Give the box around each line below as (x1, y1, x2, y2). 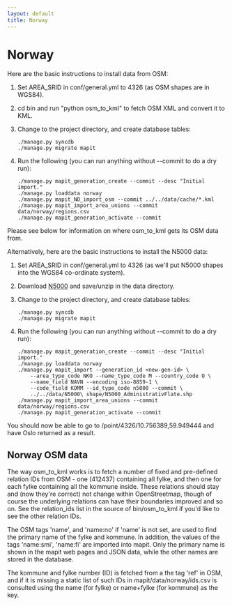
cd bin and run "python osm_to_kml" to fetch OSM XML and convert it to (17, 104, 225, 112)
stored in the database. (7, 555, 74, 563)
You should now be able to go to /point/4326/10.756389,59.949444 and (7, 421, 215, 430)
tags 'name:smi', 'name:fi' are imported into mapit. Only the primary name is (7, 540, 225, 549)
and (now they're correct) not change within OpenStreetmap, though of (7, 490, 212, 499)
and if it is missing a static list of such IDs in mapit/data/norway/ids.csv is (7, 576, 217, 584)
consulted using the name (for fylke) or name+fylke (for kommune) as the (7, 584, 218, 592)
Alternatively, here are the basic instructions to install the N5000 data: (7, 248, 208, 256)
